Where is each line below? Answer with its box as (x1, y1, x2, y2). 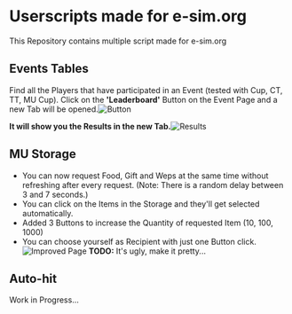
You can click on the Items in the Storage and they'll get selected (21, 198, 260, 209)
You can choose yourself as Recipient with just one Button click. (21, 236, 257, 247)
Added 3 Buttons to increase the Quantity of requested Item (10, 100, (21, 217, 273, 228)
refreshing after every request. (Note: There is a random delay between (21, 179, 284, 190)
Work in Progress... (9, 294, 80, 305)
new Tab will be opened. (9, 104, 99, 114)
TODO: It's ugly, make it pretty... (88, 246, 207, 256)
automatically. (21, 208, 74, 218)
